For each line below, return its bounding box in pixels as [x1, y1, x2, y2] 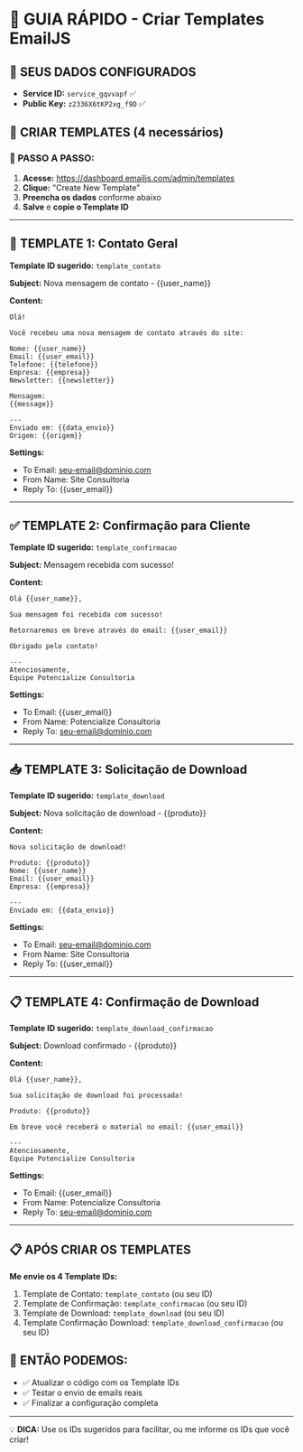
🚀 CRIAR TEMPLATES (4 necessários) [9, 125, 224, 140]
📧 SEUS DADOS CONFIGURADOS [9, 64, 197, 79]
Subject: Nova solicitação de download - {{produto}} [9, 808, 207, 819]
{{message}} [9, 399, 54, 408]
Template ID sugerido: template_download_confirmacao [9, 1022, 214, 1033]
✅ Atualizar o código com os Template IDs [22, 1377, 180, 1388]
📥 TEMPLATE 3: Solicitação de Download [9, 761, 248, 777]
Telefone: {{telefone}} [9, 359, 99, 369]
